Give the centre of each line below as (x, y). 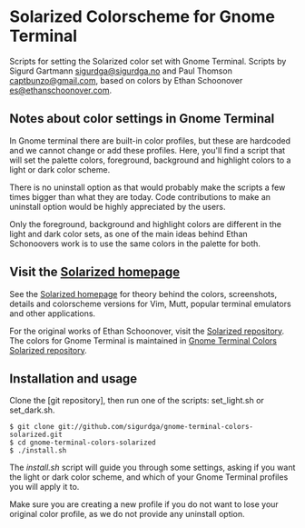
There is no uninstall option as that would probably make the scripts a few (148, 187)
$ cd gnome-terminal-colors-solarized (83, 443)
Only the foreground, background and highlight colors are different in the (145, 224)
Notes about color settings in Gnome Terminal (142, 119)
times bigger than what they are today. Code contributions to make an (140, 196)
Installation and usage (74, 379)
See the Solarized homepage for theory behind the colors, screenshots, (143, 294)
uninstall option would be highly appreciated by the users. (118, 206)
